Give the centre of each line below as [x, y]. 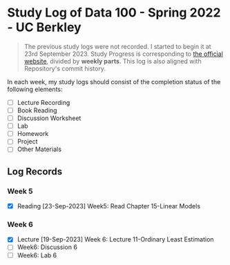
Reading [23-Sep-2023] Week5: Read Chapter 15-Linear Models [109, 206]
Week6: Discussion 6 [47, 247]
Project [27, 141]
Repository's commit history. [65, 68]
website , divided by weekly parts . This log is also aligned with [113, 61]
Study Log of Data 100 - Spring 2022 [114, 13]
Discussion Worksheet [49, 118]
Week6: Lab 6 [37, 255]
